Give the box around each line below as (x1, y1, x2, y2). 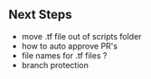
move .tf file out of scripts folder (21, 31, 142, 41)
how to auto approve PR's (21, 40, 118, 51)
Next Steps (8, 7, 72, 22)
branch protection (21, 59, 90, 70)
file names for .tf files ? (21, 49, 108, 61)
